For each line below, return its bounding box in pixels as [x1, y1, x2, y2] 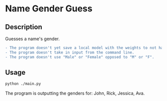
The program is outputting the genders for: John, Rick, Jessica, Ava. [5, 90, 145, 97]
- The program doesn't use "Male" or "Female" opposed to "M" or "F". [5, 54, 155, 59]
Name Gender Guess [5, 3, 93, 14]
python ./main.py [5, 81, 41, 87]
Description [5, 23, 42, 31]
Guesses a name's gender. [5, 36, 60, 42]
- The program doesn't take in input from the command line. [5, 50, 135, 55]
